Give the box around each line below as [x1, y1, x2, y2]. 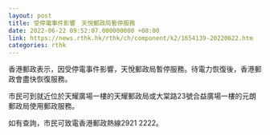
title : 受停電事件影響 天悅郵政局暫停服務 [8, 19, 136, 27]
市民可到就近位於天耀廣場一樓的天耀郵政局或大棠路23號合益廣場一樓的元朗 [8, 91, 257, 101]
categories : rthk [8, 42, 67, 50]
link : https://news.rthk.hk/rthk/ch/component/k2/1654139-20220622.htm [8, 34, 253, 42]
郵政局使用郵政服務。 [8, 101, 79, 111]
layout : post [8, 11, 52, 20]
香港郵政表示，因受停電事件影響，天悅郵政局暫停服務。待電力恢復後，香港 [8, 65, 255, 74]
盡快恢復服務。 [22, 74, 72, 84]
